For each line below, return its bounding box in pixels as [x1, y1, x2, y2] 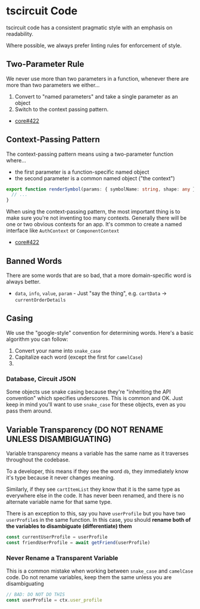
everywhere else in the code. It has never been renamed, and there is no [6, 491, 185, 499]
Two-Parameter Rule [6, 59, 85, 69]
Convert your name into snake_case [14, 347, 101, 354]
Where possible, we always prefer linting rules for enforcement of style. [6, 42, 182, 49]
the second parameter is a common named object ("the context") [14, 174, 176, 182]
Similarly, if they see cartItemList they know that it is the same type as [6, 485, 180, 493]
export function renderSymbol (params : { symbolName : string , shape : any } [6, 186, 196, 192]
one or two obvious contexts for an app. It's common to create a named [6, 221, 182, 228]
